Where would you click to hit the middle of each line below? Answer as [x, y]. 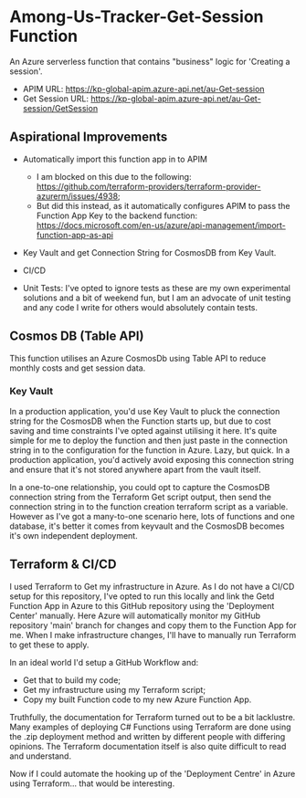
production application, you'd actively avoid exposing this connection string [152, 459]
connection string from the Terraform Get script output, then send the [141, 497]
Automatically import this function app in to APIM [115, 159]
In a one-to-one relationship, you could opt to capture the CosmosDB [140, 487]
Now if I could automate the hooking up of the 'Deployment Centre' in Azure [153, 773]
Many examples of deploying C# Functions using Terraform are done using [150, 727]
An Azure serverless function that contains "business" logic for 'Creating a [150, 61]
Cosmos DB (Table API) [77, 336]
